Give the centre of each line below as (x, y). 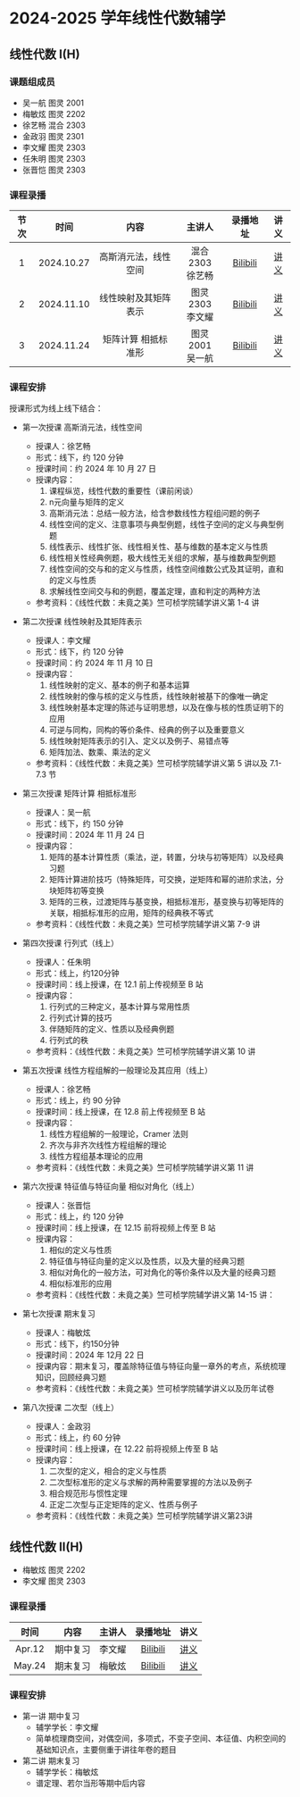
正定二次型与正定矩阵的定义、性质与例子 (123, 1505)
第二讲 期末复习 (51, 1760)
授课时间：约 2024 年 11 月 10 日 (94, 663)
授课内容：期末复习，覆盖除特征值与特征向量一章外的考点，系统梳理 (161, 1367)
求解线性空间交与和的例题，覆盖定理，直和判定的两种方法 (154, 591)
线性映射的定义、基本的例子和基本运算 (119, 685)
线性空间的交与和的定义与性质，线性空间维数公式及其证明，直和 (166, 569)
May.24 (30, 1665)
